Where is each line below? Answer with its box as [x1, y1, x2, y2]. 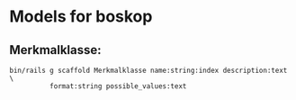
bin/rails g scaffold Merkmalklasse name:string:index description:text [9, 66, 288, 75]
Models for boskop [9, 6, 153, 27]
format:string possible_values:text [49, 82, 187, 91]
